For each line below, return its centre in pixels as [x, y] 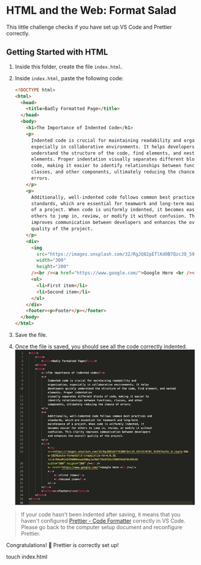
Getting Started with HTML [57, 52]
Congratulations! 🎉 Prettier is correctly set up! [63, 545]
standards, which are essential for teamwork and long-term [107, 203]
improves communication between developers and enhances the [109, 223]
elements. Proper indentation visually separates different [107, 159]
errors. [40, 178]
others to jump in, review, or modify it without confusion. [109, 216]
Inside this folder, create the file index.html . [68, 66]
